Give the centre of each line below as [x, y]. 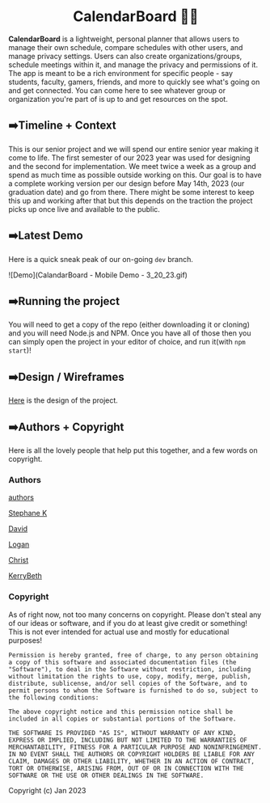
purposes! [25, 640]
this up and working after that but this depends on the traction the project [131, 201]
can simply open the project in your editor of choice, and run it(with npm [127, 342]
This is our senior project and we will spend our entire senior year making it [134, 149]
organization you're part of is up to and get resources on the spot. [118, 99]
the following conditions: [54, 697]
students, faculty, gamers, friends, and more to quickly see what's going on [134, 82]
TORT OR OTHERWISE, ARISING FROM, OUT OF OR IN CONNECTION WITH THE [126, 768]
